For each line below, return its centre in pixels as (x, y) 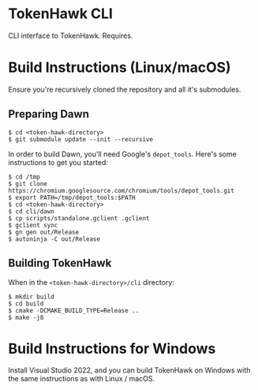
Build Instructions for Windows (112, 349)
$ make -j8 (26, 317)
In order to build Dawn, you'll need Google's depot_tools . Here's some (122, 154)
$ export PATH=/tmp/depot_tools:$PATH (72, 197)
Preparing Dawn (49, 114)
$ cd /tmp (24, 177)
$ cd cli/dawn (32, 211)
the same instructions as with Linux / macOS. (82, 379)
